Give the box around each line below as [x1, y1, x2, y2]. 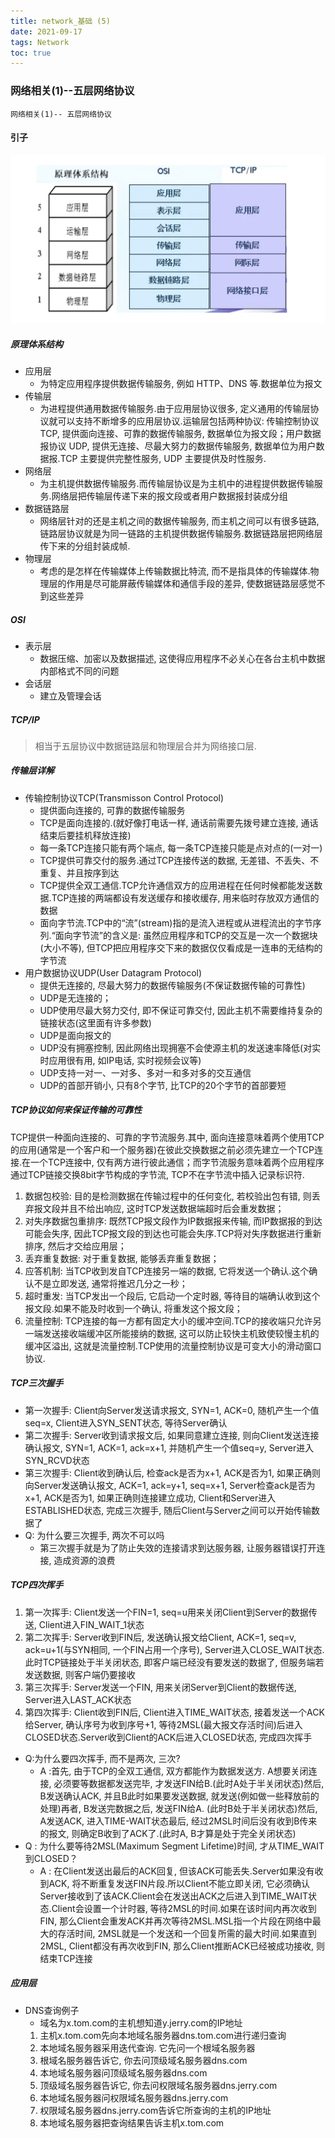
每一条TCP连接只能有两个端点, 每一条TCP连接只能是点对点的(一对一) [39, 841, 323, 854]
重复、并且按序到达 [39, 866, 120, 879]
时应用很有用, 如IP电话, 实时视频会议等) [39, 1054, 202, 1066]
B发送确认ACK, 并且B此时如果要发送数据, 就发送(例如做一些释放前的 [39, 1790, 320, 1802]
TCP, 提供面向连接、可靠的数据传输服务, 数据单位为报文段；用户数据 [39, 427, 322, 439]
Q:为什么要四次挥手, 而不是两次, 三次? [24, 1752, 181, 1764]
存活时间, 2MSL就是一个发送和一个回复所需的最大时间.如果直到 [57, 1927, 317, 1939]
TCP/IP [10, 713, 40, 725]
